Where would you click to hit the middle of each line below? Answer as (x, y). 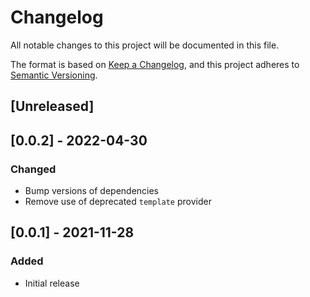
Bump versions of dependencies (92, 191)
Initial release (52, 283)
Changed (33, 169)
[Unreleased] (52, 106)
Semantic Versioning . (54, 75)
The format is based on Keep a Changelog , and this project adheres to (155, 64)
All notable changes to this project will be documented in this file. (145, 45)
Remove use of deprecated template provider (118, 202)
